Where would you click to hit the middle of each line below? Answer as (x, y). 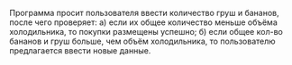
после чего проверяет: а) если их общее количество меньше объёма (143, 22)
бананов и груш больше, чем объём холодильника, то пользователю (143, 41)
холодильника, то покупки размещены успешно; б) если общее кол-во (146, 32)
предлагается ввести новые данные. (80, 51)
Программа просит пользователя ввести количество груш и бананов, (144, 13)
